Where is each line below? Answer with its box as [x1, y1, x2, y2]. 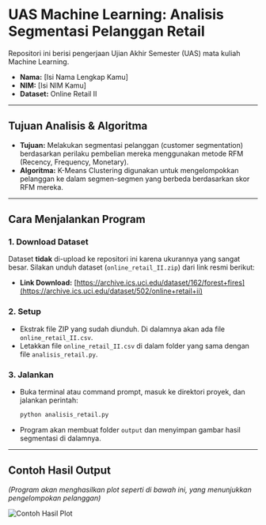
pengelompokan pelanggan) [8, 493, 101, 503]
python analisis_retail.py [19, 411, 109, 419]
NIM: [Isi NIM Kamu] [19, 81, 87, 90]
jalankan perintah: [19, 395, 78, 405]
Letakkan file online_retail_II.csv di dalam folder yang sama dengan [19, 341, 249, 350]
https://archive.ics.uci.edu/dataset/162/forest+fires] [76, 278, 245, 288]
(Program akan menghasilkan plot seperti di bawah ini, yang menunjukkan [8, 485, 252, 494]
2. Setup [8, 306, 42, 317]
